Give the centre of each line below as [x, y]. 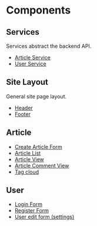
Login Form [29, 204]
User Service [31, 64]
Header [24, 108]
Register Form [31, 211]
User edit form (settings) [44, 217]
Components [39, 10]
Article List [28, 153]
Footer [23, 114]
